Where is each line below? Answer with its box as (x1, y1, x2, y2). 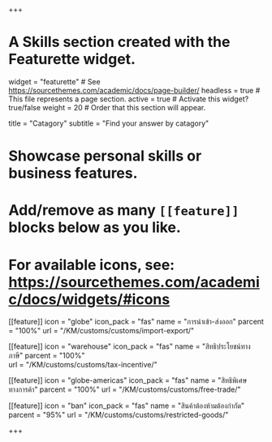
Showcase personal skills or (8, 147, 202, 165)
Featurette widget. (8, 50, 136, 69)
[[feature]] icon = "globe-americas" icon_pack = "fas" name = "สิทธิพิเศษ (8, 375, 248, 385)
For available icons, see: (8, 255, 175, 274)
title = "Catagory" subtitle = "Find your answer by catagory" (8, 118, 209, 128)
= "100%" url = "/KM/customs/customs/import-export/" (8, 326, 195, 336)
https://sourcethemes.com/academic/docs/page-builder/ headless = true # (8, 85, 261, 95)
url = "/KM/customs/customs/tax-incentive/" (8, 360, 158, 370)
